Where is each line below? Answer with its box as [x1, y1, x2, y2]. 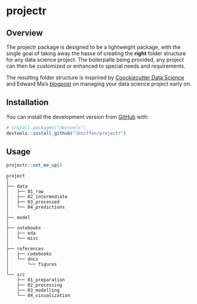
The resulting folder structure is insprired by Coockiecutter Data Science [6, 74, 185, 81]
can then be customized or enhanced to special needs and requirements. [6, 62, 186, 69]
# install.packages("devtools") [6, 125, 86, 131]
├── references [6, 246, 44, 252]
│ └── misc [6, 236, 39, 242]
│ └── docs [6, 256, 39, 262]
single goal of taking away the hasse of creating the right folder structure [6, 50, 186, 57]
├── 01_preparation [17, 277, 65, 283]
